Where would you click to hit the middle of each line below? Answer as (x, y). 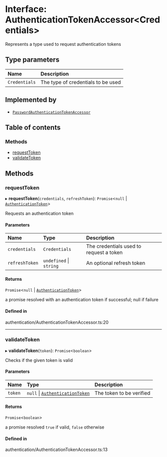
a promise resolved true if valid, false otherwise (55, 427)
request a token (104, 252)
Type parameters (32, 60)
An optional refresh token (116, 263)
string (51, 266)
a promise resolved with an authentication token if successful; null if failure (82, 300)
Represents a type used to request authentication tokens (63, 44)
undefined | (56, 261)
